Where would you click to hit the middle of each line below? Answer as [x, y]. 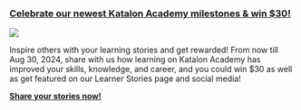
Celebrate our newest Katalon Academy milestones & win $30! [150, 14]
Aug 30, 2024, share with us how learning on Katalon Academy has [135, 60]
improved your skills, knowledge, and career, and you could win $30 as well [151, 69]
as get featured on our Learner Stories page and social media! [126, 78]
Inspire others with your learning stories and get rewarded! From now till [144, 50]
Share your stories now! [55, 96]
